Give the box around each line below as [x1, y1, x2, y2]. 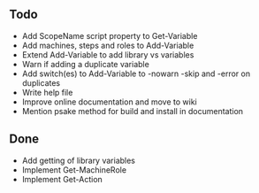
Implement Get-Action [21, 174, 103, 184]
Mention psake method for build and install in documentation [21, 105, 244, 116]
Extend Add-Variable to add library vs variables [21, 49, 194, 60]
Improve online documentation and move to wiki [21, 96, 197, 107]
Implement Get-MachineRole [21, 164, 126, 175]
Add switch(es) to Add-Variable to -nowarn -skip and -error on [21, 68, 250, 79]
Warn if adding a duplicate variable [21, 58, 150, 69]
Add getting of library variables [21, 155, 135, 166]
